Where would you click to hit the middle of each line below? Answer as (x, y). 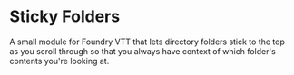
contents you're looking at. (59, 61)
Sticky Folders (65, 17)
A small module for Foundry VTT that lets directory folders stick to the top (147, 42)
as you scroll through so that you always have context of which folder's (143, 51)
